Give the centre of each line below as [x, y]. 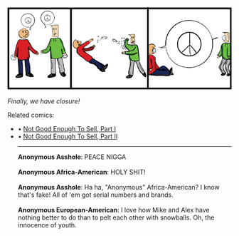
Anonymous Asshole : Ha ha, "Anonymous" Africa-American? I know [118, 187]
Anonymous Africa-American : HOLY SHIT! [81, 172]
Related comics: [31, 115]
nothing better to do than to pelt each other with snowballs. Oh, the [116, 217]
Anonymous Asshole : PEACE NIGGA [72, 157]
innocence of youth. [47, 225]
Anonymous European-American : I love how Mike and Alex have [113, 210]
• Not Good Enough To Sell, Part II [68, 136]
